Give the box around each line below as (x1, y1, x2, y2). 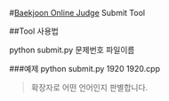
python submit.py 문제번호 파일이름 (9, 44, 135, 55)
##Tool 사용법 (9, 26, 60, 36)
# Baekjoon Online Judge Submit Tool (9, 8, 145, 18)
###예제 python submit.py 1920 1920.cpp (9, 64, 160, 74)
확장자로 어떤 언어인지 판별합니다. (30, 82, 149, 92)
